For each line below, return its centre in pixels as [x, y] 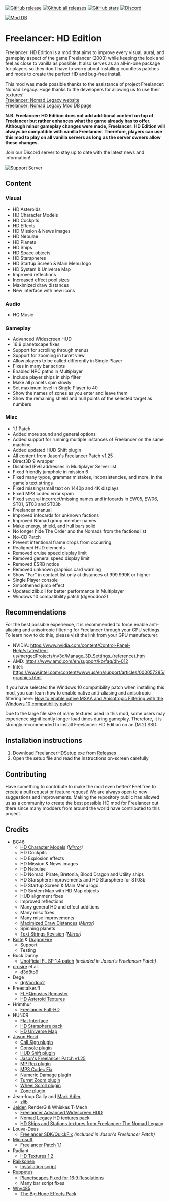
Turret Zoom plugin [40, 1080]
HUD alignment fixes [42, 896]
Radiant [21, 1150]
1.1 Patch [22, 429]
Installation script [38, 1166]
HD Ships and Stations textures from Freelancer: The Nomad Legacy [92, 1123]
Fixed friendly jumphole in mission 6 [50, 472]
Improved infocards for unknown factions [56, 515]
